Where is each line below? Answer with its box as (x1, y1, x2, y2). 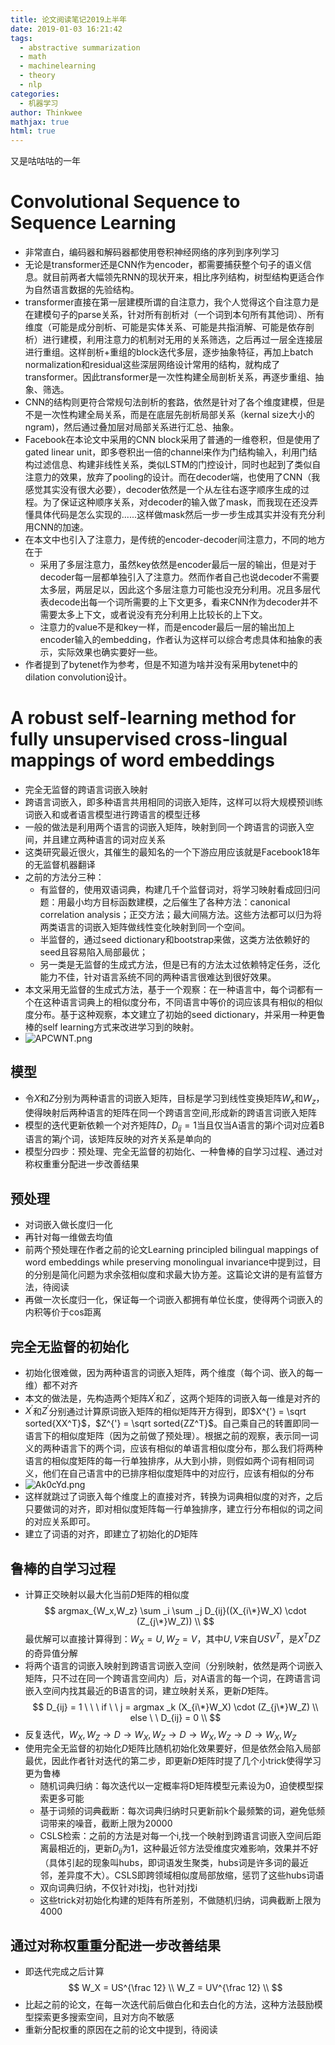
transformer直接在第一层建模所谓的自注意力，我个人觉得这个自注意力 (24, 296, 311, 308)
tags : (10, 33, 33, 43)
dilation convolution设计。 (24, 671, 133, 683)
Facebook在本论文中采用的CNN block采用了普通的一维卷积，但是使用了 (24, 434, 322, 446)
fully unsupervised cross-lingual (10, 728, 288, 751)
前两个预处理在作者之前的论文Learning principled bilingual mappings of (24, 1244, 319, 1256)
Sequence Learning (10, 212, 177, 235)
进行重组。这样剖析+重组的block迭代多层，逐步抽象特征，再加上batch (24, 346, 314, 358)
